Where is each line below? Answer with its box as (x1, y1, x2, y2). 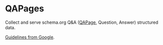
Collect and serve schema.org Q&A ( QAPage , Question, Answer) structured (5, 19, 159, 25)
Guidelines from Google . (5, 34, 55, 40)
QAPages (5, 3, 44, 14)
